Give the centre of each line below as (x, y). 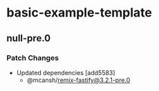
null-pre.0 (29, 38)
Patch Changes (33, 58)
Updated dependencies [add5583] (66, 72)
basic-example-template (79, 13)
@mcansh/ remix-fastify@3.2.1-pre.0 (78, 80)
